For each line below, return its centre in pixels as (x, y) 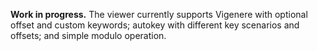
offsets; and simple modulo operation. (88, 35)
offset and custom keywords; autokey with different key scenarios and (155, 25)
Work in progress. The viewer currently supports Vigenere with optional (159, 14)
